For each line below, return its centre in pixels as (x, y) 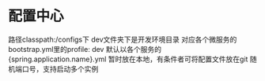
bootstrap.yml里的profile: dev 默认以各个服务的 (85, 49)
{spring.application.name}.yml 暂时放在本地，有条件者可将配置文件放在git (128, 59)
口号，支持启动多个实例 (60, 68)
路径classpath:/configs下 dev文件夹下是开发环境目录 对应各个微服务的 (123, 39)
